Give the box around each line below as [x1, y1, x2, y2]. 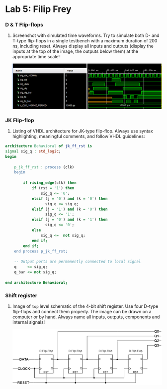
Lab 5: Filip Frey [5, 3, 72, 15]
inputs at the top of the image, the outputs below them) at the [12, 48, 138, 54]
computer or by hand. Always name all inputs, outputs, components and [12, 314, 160, 320]
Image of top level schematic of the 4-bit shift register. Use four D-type [12, 303, 159, 309]
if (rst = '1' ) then [31, 186, 75, 191]
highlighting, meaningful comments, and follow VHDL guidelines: [12, 133, 145, 139]
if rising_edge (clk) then [23, 180, 77, 185]
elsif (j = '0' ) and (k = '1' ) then [31, 217, 108, 222]
